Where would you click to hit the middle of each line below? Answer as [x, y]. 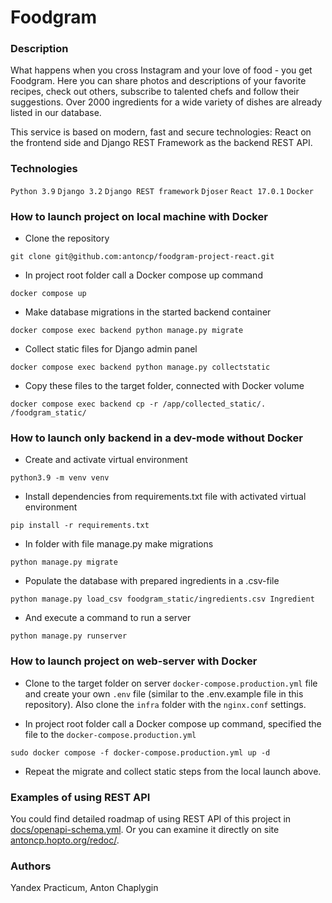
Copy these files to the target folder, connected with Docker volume [164, 386]
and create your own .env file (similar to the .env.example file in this [164, 693]
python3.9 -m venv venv [60, 478]
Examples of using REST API [80, 797]
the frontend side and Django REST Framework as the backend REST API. [161, 143]
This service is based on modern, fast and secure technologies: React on [161, 132]
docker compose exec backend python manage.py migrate [127, 331]
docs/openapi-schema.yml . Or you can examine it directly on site [145, 829]
